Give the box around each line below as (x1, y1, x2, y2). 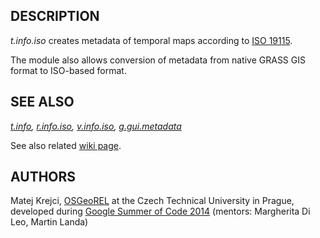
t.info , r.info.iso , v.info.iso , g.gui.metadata (10, 120, 182, 132)
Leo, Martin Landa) (10, 216, 89, 228)
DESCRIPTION (10, 8, 100, 25)
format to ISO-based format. (10, 64, 127, 76)
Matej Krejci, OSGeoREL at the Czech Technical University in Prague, (10, 195, 295, 207)
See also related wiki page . (10, 139, 122, 151)
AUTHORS (10, 169, 77, 186)
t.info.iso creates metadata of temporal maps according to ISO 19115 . (10, 34, 293, 46)
